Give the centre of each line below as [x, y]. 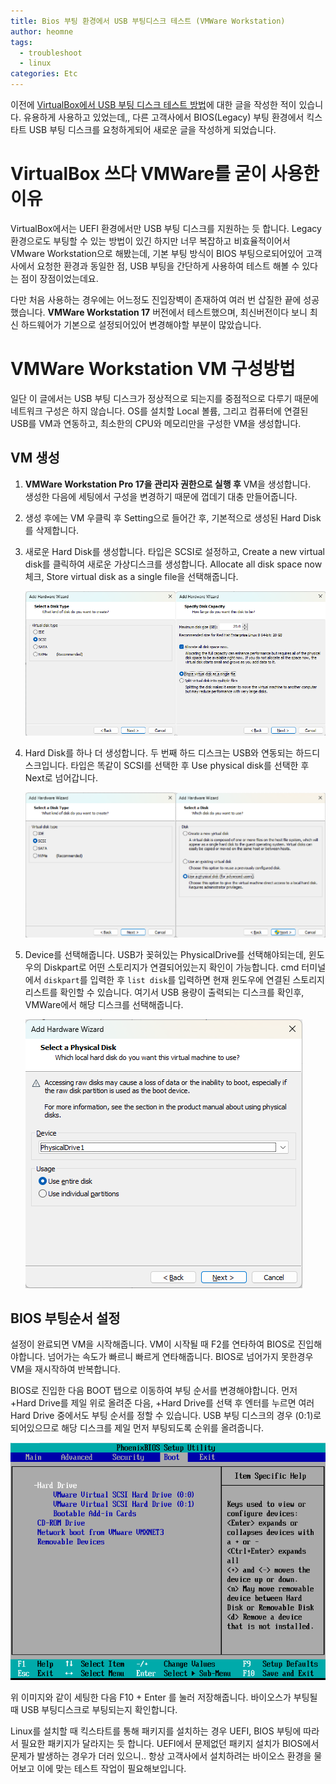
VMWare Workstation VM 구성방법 [153, 369]
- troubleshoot [51, 53]
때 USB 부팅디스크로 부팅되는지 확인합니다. [94, 1709]
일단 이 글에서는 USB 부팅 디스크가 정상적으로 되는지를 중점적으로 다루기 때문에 [164, 398]
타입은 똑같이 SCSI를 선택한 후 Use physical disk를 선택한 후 [190, 765]
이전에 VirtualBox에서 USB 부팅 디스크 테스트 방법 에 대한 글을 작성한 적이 [153, 104]
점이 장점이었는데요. [59, 278]
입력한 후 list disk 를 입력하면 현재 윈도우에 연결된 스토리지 [207, 979]
